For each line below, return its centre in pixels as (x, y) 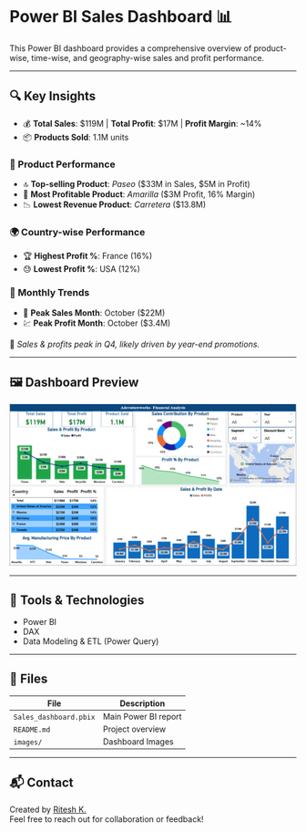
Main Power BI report (143, 716)
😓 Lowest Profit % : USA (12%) (82, 269)
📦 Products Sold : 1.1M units (76, 137)
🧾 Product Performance (62, 164)
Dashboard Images (139, 742)
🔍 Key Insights (53, 96)
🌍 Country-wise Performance (77, 232)
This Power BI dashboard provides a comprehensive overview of (131, 48)
